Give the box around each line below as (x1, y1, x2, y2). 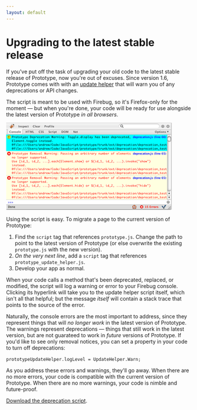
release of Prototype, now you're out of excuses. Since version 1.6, (6, 74, 169, 81)
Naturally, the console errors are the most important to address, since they (6, 312, 188, 319)
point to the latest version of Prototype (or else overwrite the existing (14, 240, 182, 247)
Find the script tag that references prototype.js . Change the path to (14, 233, 183, 240)
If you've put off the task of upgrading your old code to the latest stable (6, 68, 180, 75)
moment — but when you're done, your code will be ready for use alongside (6, 104, 191, 112)
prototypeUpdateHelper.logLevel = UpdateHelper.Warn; (6, 356, 142, 362)
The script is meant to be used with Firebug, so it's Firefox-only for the (6, 98, 178, 105)
